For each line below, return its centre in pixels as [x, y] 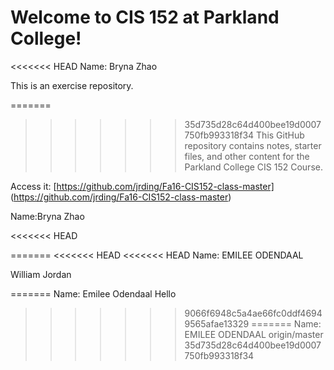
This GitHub [280, 135]
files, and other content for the [247, 156]
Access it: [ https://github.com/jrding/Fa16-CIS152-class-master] [142, 186]
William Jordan [41, 274]
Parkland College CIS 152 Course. [253, 167]
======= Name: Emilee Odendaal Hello [93, 293]
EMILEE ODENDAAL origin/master [254, 334]
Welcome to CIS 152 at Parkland [145, 17]
